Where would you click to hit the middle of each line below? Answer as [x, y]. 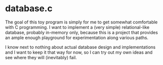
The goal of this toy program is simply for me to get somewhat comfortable [81, 22]
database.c [29, 9]
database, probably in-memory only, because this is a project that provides [81, 32]
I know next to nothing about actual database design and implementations [80, 47]
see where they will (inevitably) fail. [41, 57]
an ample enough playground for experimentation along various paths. [77, 38]
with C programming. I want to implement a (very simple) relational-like [77, 27]
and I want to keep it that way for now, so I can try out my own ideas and [79, 52]
